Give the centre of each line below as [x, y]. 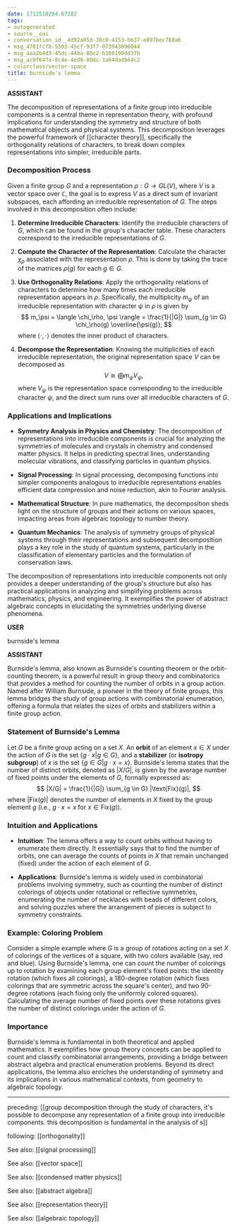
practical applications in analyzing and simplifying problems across [105, 591]
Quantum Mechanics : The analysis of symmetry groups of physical [116, 532]
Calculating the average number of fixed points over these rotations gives [114, 1001]
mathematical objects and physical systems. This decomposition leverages [116, 129]
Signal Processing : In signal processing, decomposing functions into [118, 475]
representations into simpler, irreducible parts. [74, 152]
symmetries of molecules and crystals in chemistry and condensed [115, 446]
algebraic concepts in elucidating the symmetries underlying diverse [107, 606]
